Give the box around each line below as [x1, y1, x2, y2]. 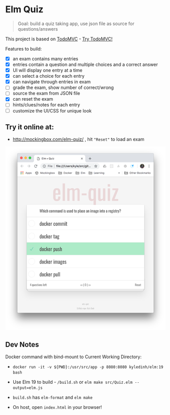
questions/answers [17, 26, 58, 32]
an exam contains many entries [12, 55, 78, 62]
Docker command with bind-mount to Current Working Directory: [5, 354, 141, 360]
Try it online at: [5, 123, 54, 131]
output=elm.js [12, 385, 43, 390]
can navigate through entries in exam [12, 79, 91, 85]
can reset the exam [12, 96, 53, 102]
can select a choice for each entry [12, 73, 85, 79]
